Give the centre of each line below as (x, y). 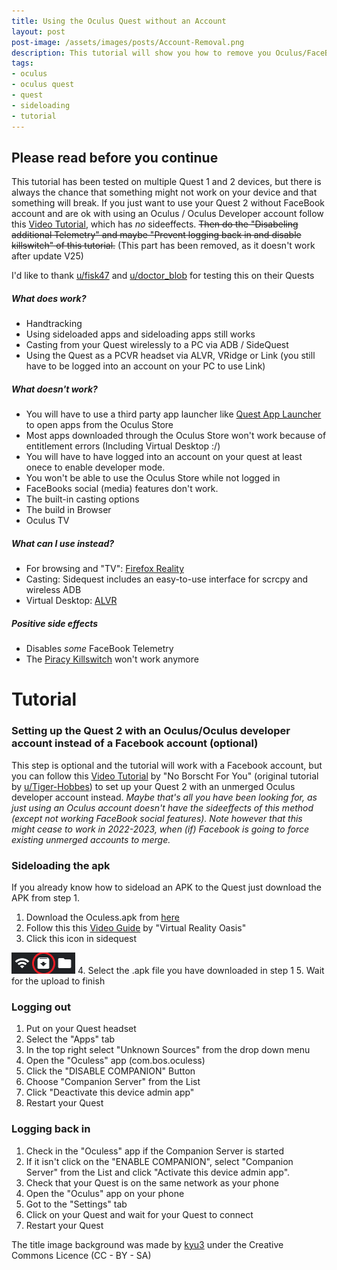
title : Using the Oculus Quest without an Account (119, 21)
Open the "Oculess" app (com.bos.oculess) (115, 1061)
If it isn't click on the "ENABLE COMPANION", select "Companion (159, 1161)
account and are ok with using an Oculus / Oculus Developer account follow (167, 214)
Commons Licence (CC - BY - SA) (81, 1255)
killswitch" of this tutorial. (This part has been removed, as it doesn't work (163, 246)
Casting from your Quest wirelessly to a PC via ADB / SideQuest (157, 345)
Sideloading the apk (61, 865)
